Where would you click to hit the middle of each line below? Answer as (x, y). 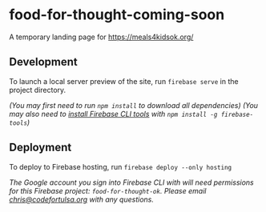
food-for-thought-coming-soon (117, 15)
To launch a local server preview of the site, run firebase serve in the (124, 81)
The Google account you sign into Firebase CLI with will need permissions (132, 182)
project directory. (38, 90)
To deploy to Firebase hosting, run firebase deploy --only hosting (120, 166)
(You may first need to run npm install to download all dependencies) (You (134, 105)
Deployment (40, 148)
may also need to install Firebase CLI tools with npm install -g (113, 114)
